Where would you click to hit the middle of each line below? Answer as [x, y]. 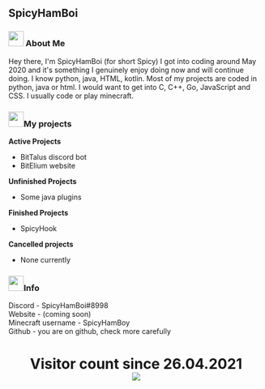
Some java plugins [51, 197]
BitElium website [47, 165]
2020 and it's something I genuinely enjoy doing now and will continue [126, 70]
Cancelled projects [41, 244]
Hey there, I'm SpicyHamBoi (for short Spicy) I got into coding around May [132, 61]
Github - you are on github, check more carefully [90, 331]
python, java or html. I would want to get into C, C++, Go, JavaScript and [130, 87]
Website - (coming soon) [50, 314]
